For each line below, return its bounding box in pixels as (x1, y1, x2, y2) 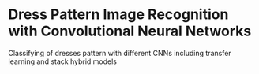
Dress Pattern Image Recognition (8, 6, 229, 24)
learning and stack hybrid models (8, 57, 117, 66)
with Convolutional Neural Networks (8, 22, 252, 40)
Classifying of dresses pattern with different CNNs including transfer (8, 48, 231, 57)
